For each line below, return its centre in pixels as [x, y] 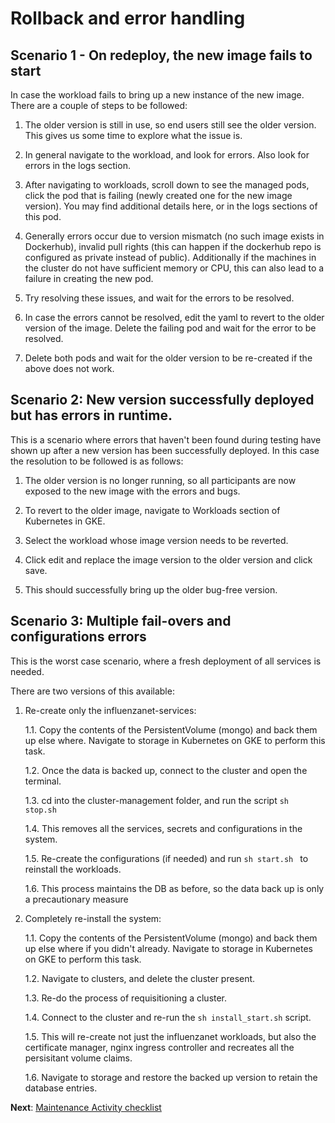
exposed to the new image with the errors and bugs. [132, 491]
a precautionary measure [76, 899]
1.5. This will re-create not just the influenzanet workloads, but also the [170, 1036]
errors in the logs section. [77, 165]
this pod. [43, 216]
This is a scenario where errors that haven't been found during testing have [166, 439]
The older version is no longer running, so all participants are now [160, 480]
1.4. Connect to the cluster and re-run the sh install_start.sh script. [168, 1017]
